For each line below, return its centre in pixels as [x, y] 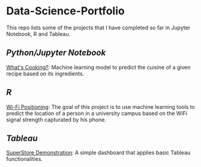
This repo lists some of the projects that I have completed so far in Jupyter [98, 28]
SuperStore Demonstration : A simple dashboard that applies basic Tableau [98, 153]
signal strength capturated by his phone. [56, 119]
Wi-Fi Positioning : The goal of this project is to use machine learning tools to [100, 107]
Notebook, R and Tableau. [38, 34]
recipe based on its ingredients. [45, 74]
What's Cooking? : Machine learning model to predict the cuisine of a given [98, 67]
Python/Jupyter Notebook [56, 53]
